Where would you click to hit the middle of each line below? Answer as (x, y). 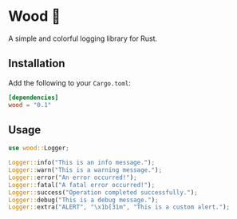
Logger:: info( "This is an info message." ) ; (82, 163)
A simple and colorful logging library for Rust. (83, 38)
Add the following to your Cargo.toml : (70, 82)
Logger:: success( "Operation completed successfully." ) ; (103, 192)
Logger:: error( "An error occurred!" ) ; (73, 177)
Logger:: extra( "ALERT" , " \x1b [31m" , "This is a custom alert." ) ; (119, 207)
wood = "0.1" (30, 105)
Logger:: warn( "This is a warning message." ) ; (85, 170)
